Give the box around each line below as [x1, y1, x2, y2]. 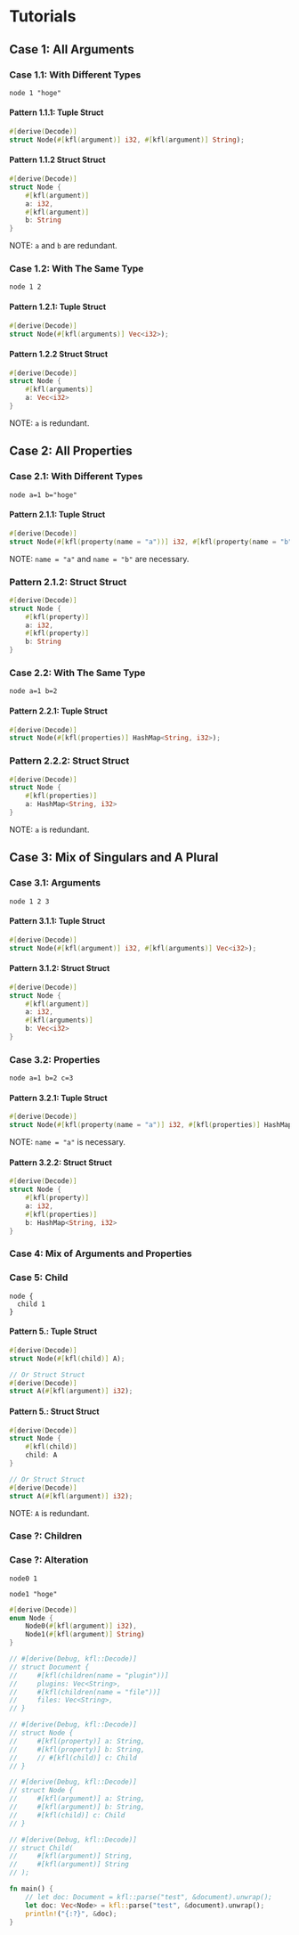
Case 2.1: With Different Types [9, 470, 143, 483]
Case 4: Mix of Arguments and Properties [9, 1247, 193, 1260]
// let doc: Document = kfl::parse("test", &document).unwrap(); [25, 1892, 273, 1901]
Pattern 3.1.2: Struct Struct [9, 963, 110, 974]
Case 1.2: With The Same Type [9, 263, 144, 275]
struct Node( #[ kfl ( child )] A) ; [9, 1354, 125, 1363]
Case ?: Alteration [9, 1554, 89, 1566]
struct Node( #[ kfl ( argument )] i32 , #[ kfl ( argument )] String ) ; [9, 135, 245, 144]
